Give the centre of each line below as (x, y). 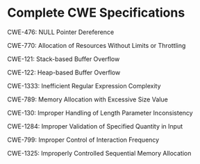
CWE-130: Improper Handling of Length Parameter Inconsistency (100, 113)
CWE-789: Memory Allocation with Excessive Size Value (87, 99)
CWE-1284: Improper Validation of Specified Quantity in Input (95, 126)
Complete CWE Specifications (96, 13)
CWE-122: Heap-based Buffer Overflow (64, 72)
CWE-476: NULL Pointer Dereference (61, 32)
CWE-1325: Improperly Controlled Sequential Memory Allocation (99, 153)
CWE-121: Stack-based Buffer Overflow (64, 59)
